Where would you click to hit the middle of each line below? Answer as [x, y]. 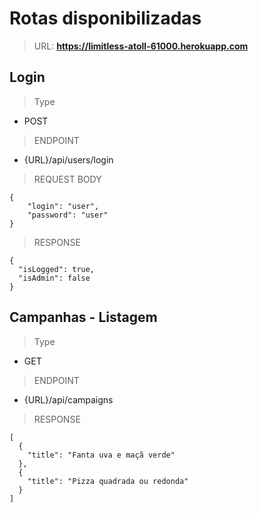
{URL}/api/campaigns [68, 399]
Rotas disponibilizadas [105, 18]
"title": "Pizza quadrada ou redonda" [108, 481]
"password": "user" [68, 215]
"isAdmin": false [54, 278]
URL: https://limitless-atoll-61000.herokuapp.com [141, 46]
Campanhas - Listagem [83, 317]
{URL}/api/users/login [68, 159]
